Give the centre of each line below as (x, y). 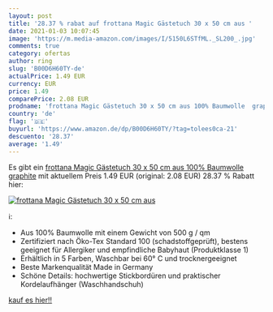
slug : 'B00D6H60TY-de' (47, 69)
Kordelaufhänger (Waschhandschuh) (82, 284)
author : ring (30, 62)
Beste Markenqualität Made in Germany (87, 267)
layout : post (30, 16)
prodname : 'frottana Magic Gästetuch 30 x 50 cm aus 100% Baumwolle (127, 106)
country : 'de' (32, 114)
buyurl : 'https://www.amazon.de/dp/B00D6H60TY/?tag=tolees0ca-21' (123, 129)
